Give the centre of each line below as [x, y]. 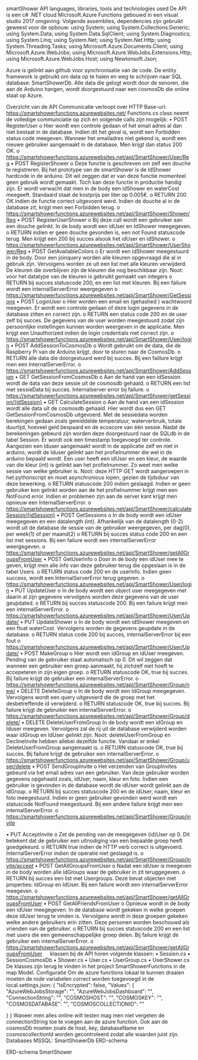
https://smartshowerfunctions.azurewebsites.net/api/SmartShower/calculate [99, 509]
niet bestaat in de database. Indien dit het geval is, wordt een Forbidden [93, 132]
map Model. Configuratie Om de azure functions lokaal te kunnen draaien [95, 973]
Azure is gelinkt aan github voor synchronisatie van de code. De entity [91, 70]
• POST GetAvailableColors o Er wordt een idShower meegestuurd [108, 251]
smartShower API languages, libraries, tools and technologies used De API [96, 9]
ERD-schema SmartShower [39, 1052]
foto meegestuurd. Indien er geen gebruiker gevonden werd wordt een [92, 798]
